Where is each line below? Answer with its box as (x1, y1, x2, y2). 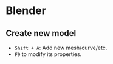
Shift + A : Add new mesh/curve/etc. (14, 44, 108, 51)
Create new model (5, 28, 77, 38)
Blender (5, 4, 46, 18)
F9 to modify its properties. (14, 51, 82, 58)
